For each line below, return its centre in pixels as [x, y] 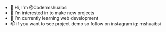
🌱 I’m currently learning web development [54, 18]
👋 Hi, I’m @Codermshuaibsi [39, 8]
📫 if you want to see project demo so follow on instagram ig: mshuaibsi [86, 24]
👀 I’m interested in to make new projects [52, 13]
